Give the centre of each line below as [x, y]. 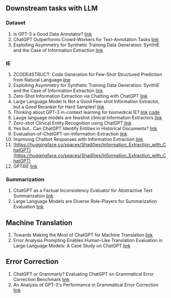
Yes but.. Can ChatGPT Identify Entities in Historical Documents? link [85, 128]
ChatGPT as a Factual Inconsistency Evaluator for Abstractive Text [83, 191]
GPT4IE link [25, 166]
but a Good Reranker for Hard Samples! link [59, 107]
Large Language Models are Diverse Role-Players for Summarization [85, 201]
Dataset [16, 23]
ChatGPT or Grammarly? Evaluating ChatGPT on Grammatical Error [83, 274]
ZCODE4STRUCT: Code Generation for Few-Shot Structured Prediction [88, 74]
